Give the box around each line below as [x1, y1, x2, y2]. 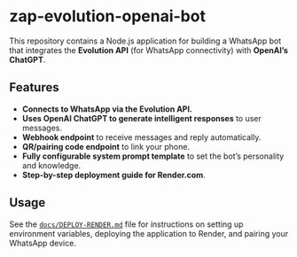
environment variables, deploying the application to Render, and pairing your [9, 228, 289, 238]
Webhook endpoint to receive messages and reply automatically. [21, 131, 262, 143]
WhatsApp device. [9, 238, 77, 248]
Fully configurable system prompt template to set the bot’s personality [21, 151, 285, 161]
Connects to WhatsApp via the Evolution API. [21, 104, 193, 114]
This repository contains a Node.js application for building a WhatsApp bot [9, 35, 282, 46]
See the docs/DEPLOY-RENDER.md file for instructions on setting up [9, 219, 244, 230]
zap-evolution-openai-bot [9, 6, 207, 27]
